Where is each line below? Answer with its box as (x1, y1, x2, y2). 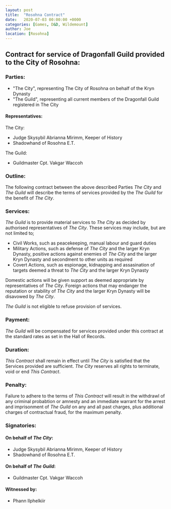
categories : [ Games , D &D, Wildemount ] (5, 21, 88, 27)
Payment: (5, 316, 30, 323)
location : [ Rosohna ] (5, 31, 50, 36)
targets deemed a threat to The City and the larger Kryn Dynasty (12, 267, 149, 274)
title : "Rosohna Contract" (5, 12, 66, 17)
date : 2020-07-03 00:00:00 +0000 (5, 17, 81, 22)
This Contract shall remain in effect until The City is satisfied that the (5, 358, 150, 364)
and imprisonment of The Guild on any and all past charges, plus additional (5, 404, 163, 410)
